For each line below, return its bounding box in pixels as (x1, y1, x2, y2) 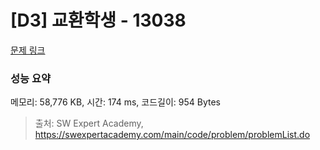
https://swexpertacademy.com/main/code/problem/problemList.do (34, 129, 311, 141)
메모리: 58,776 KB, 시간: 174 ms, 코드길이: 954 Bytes (10, 96, 221, 108)
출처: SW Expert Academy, (34, 117, 144, 130)
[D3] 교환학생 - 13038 (10, 9, 187, 32)
